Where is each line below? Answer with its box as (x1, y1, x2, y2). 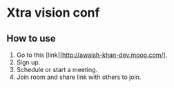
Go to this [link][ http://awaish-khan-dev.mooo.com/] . (16, 51, 168, 59)
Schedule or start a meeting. (16, 66, 98, 73)
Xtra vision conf (6, 5, 100, 21)
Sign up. (16, 58, 41, 67)
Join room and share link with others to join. (16, 73, 142, 81)
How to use (6, 33, 56, 44)
